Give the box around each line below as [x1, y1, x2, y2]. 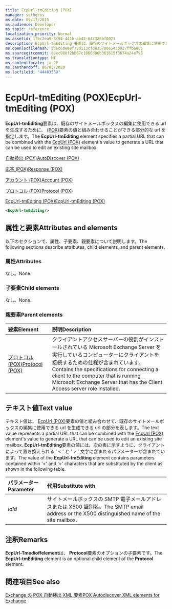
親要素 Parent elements [5, 311, 63, 319]
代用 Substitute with [47, 483, 96, 490]
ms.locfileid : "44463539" [5, 70, 60, 75]
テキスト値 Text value [5, 403, 73, 412]
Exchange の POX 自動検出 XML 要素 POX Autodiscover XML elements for [5, 592, 160, 598]
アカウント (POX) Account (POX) [5, 177, 73, 183]
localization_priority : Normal [5, 31, 72, 36]
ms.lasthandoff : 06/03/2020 [5, 65, 66, 70]
